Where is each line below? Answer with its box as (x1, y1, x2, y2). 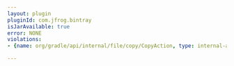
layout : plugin (7, 10, 52, 17)
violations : (7, 36, 42, 43)
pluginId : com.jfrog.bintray (7, 17, 92, 24)
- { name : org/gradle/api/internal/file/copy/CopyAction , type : (7, 42, 195, 49)
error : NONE (7, 29, 42, 37)
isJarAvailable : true (7, 23, 70, 30)
